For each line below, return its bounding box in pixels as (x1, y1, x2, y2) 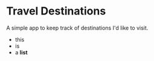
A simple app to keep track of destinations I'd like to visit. (6, 24, 149, 31)
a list (14, 48, 28, 56)
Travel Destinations (6, 4, 106, 18)
